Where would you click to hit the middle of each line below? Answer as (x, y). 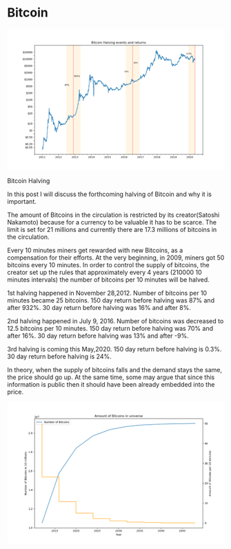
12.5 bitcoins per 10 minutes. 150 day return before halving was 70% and (110, 329)
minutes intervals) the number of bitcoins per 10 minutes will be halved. (109, 280)
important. (22, 202)
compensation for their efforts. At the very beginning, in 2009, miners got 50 (116, 258)
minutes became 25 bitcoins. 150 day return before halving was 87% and (111, 300)
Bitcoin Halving (29, 181)
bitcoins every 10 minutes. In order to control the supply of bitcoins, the (108, 265)
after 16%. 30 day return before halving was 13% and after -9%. (98, 336)
